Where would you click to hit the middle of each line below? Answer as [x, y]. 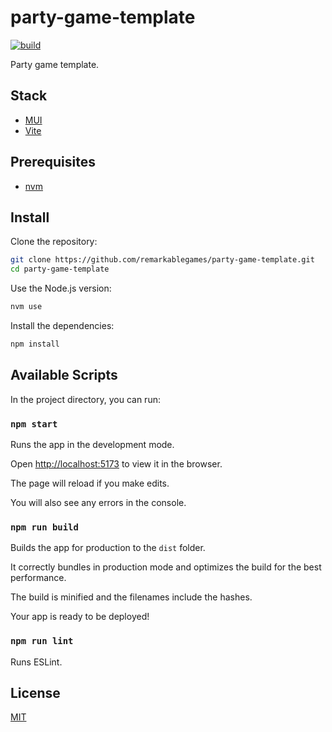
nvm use [26, 307]
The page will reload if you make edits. [90, 483]
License [35, 692]
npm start [34, 424]
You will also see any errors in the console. [98, 502]
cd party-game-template [60, 269]
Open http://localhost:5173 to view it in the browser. [116, 463]
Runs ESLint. [36, 662]
